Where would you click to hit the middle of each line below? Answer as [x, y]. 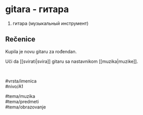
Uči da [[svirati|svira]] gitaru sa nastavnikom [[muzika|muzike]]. [72, 61]
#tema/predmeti [22, 101]
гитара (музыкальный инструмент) [50, 23]
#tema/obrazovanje [26, 107]
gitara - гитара [37, 9]
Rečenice [20, 39]
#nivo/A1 [14, 86]
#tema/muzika [20, 96]
